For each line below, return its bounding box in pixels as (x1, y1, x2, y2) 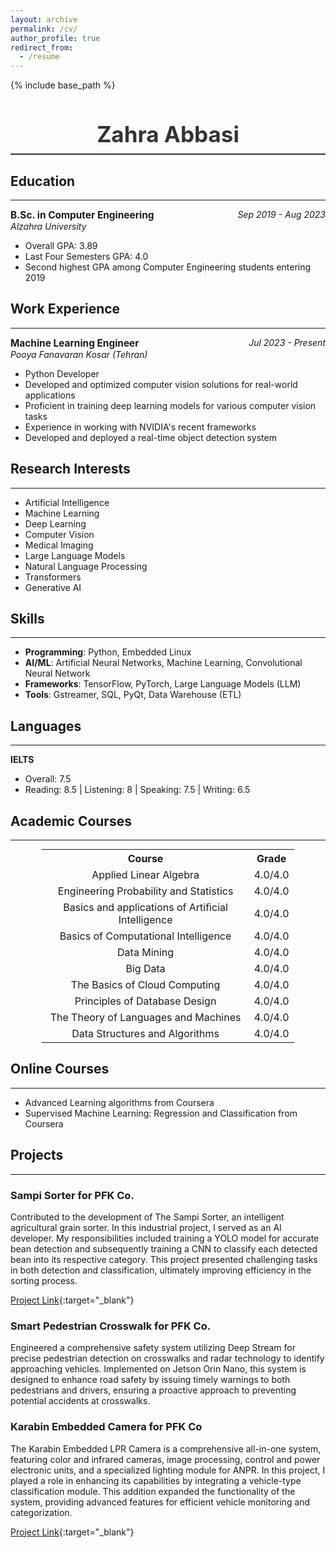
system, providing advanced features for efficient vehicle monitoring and (10, 1496, 311, 1508)
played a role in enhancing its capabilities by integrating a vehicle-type (10, 1474, 302, 1486)
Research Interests (10, 461, 131, 478)
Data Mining (117, 946, 175, 959)
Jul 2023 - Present (248, 336, 326, 348)
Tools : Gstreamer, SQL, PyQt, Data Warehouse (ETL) (24, 689, 242, 701)
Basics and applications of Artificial (63, 901, 228, 914)
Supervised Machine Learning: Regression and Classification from (24, 1107, 298, 1119)
